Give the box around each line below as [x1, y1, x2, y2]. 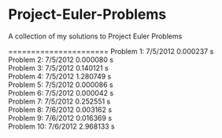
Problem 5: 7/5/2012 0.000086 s [8, 80, 113, 89]
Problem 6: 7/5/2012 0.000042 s [8, 88, 114, 97]
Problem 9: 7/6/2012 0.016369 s [8, 113, 113, 122]
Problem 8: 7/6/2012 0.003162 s [8, 104, 113, 114]
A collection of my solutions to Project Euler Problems [8, 31, 183, 41]
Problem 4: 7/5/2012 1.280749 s [8, 71, 112, 81]
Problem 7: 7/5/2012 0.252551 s [8, 96, 111, 106]
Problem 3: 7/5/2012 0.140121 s [8, 63, 109, 72]
